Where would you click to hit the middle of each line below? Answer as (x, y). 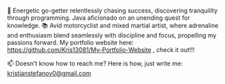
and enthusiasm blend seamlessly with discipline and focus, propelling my (112, 35)
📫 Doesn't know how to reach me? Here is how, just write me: (95, 64)
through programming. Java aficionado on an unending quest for (99, 18)
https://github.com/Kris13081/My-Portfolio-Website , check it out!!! (101, 50)
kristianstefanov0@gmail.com (49, 73)
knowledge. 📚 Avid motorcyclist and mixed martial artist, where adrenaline (113, 25)
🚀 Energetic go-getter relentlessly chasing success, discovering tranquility (113, 11)
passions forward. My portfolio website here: (70, 42)
